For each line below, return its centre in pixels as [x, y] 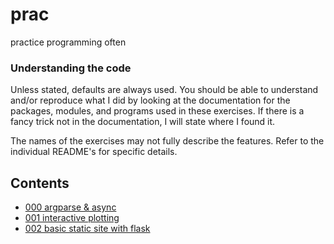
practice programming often [68, 42]
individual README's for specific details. [94, 152]
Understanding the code [71, 68]
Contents [40, 183]
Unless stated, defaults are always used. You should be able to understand [164, 90]
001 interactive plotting [72, 218]
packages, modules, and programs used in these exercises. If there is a [157, 111]
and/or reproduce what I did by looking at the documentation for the [150, 100]
